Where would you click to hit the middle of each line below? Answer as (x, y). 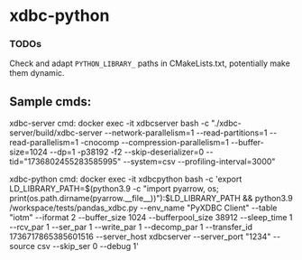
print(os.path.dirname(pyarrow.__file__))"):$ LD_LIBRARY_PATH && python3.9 (151, 199)
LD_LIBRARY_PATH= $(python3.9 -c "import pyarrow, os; (114, 189)
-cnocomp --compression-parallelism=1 (155, 143)
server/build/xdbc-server (56, 133)
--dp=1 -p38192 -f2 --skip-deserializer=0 (127, 152)
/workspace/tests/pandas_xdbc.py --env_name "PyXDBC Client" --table (143, 208)
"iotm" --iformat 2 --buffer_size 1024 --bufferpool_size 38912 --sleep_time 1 (151, 218)
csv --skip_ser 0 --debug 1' (88, 246)
